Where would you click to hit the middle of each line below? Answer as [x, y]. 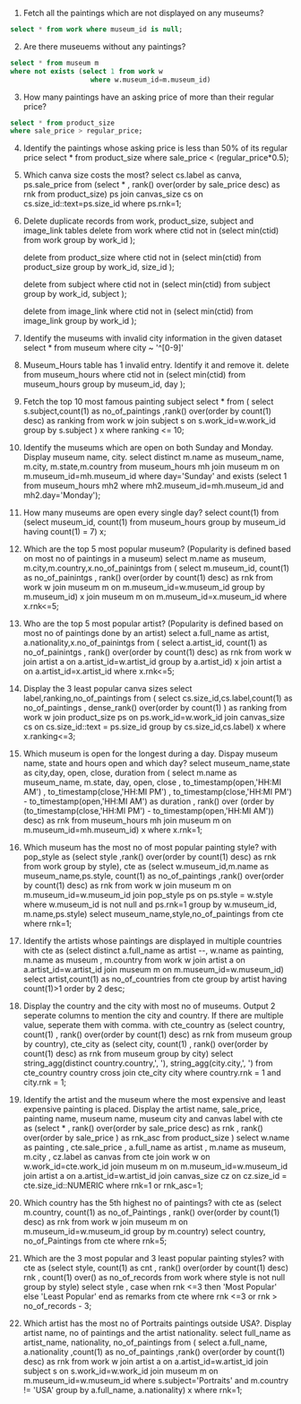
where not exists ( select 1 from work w [87, 71]
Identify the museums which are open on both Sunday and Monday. [148, 448]
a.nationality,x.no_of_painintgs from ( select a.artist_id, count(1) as [145, 643]
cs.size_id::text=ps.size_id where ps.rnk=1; [102, 204]
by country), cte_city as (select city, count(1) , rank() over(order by [146, 1044]
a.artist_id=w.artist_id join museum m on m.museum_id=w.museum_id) [154, 970]
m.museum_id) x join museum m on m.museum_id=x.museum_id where [155, 597]
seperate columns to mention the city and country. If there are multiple [153, 1016]
